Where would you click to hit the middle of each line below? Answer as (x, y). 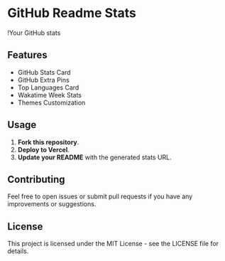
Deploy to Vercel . (43, 149)
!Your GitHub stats (34, 33)
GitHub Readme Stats (72, 13)
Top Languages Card (48, 87)
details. (18, 251)
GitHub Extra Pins (43, 80)
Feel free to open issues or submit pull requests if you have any (100, 196)
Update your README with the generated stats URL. (94, 157)
